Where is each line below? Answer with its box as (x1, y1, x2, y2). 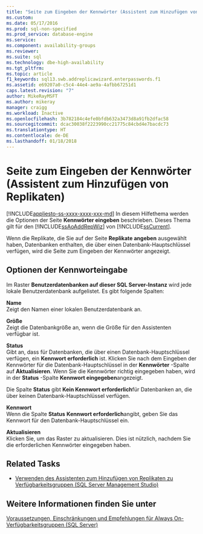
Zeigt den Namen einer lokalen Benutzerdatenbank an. (6, 305, 142, 313)
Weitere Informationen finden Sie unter (6, 498, 156, 509)
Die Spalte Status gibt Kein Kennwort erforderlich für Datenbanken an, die (6, 385, 192, 393)
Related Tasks (6, 458, 60, 469)
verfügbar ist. (6, 330, 40, 337)
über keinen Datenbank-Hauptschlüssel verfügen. (6, 392, 130, 399)
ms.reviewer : (6, 48, 39, 54)
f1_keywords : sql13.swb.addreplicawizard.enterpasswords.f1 (6, 76, 161, 82)
